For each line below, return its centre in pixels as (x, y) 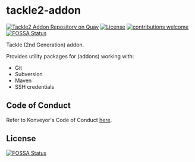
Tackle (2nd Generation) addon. (45, 45)
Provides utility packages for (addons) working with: (70, 56)
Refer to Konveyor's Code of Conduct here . (59, 120)
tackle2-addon (44, 10)
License (21, 138)
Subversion (29, 74)
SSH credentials (34, 86)
